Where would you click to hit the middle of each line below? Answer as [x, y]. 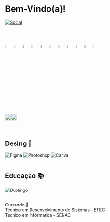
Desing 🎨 [19, 143]
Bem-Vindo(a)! [36, 9]
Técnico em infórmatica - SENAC [38, 215]
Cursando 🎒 [17, 205]
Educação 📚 [25, 176]
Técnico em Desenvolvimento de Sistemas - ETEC [55, 210]
